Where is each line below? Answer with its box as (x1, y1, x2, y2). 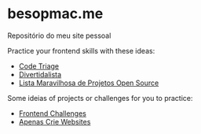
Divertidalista (18, 69, 62, 79)
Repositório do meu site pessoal (7, 31, 111, 40)
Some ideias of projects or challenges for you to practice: (7, 93, 193, 102)
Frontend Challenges (18, 108, 87, 118)
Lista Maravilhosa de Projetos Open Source (18, 78, 159, 87)
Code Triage (18, 61, 60, 71)
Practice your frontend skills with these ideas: (7, 46, 155, 55)
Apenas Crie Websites (18, 117, 91, 126)
